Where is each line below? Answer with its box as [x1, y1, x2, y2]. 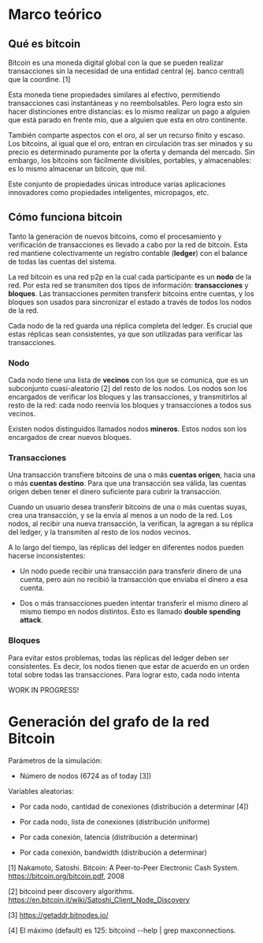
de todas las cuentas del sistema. [8, 257, 117, 266]
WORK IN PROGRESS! [8, 685, 80, 694]
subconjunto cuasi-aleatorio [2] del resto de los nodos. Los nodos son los [8, 384, 248, 393]
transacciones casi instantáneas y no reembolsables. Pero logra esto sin [8, 99, 243, 107]
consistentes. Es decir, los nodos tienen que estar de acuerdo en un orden [8, 661, 250, 671]
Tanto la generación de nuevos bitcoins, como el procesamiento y [8, 231, 222, 241]
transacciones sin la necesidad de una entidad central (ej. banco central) [8, 66, 245, 76]
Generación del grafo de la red [8, 712, 210, 731]
